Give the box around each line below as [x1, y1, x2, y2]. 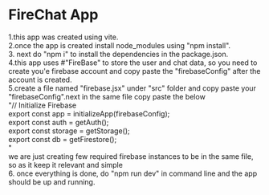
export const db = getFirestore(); [8, 134, 117, 144]
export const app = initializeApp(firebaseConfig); [8, 108, 170, 118]
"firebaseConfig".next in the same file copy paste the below [8, 91, 206, 101]
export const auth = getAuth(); [8, 117, 109, 127]
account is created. [8, 75, 72, 84]
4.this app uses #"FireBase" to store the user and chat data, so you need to [8, 58, 258, 67]
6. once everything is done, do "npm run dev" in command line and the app [8, 169, 258, 178]
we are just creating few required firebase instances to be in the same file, [8, 151, 254, 161]
